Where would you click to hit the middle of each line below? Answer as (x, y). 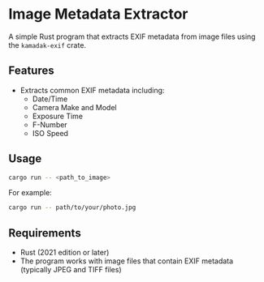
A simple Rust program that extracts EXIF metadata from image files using (132, 36)
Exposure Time (58, 116)
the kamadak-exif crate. (48, 45)
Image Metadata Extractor (98, 14)
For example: (30, 193)
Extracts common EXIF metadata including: (92, 90)
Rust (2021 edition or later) (65, 253)
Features (31, 71)
